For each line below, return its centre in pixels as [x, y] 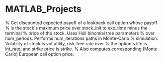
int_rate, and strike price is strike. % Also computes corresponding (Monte [81, 49]
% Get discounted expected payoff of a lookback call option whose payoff [81, 23]
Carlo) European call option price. [40, 54]
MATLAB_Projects [43, 9]
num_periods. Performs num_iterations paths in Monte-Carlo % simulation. [81, 38]
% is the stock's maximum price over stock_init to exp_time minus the [76, 28]
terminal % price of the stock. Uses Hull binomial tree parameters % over [80, 33]
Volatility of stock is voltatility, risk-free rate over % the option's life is [76, 43]
